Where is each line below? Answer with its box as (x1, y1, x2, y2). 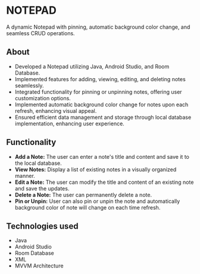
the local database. (14, 159, 62, 167)
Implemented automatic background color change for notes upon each (14, 101, 189, 108)
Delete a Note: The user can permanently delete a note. (14, 191, 152, 198)
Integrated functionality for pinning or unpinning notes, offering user (14, 88, 183, 96)
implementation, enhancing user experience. (14, 120, 125, 127)
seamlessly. (14, 82, 44, 89)
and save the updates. (14, 184, 70, 192)
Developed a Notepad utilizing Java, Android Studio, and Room (14, 63, 170, 70)
